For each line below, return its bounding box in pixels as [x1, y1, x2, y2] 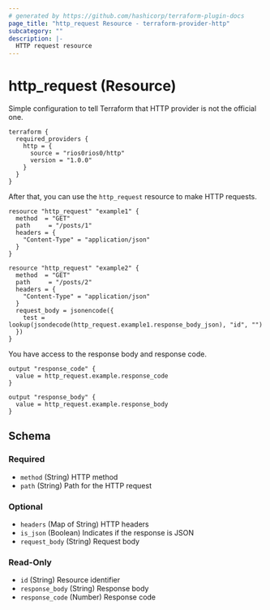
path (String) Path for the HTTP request [19, 480, 152, 490]
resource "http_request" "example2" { [8, 264, 139, 272]
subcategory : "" [8, 27, 63, 35]
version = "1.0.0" [29, 156, 92, 164]
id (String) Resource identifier [19, 575, 120, 585]
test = [23, 314, 45, 322]
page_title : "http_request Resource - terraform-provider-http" [8, 19, 230, 28]
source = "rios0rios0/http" [29, 149, 126, 158]
